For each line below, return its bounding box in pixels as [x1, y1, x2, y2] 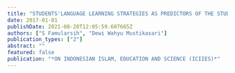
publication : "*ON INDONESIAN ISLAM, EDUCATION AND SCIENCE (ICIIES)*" [7, 56, 220, 63]
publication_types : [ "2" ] [7, 36, 83, 43]
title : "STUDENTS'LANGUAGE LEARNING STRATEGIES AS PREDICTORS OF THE [7, 10, 215, 17]
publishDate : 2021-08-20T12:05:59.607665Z [7, 23, 133, 30]
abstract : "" [7, 42, 45, 49]
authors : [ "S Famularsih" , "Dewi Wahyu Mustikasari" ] [7, 29, 168, 37]
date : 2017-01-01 [7, 17, 58, 24]
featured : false [7, 49, 55, 56]
